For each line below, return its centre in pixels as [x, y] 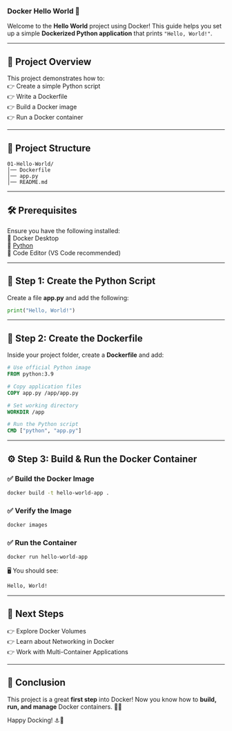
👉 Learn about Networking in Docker [61, 641]
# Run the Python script [43, 425]
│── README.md [28, 182]
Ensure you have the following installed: [64, 230]
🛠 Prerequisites [42, 211]
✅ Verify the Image [40, 510]
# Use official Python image [49, 368]
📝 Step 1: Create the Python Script [81, 281]
